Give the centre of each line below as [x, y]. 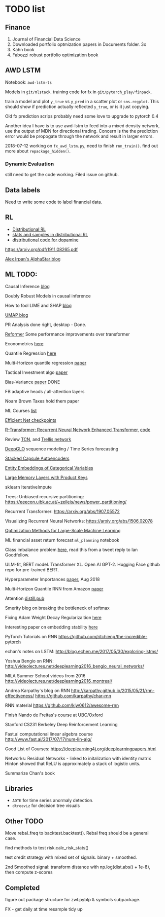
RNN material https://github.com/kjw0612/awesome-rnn [62, 705]
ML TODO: [21, 275]
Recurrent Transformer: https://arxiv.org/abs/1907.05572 [62, 511]
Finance [18, 27]
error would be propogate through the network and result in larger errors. [80, 136]
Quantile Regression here [31, 353]
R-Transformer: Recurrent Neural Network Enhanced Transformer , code [78, 430]
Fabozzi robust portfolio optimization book [55, 55]
